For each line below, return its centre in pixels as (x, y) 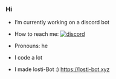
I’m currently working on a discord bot (62, 22)
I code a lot (28, 58)
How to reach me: (37, 34)
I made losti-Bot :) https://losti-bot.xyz (62, 69)
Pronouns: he (31, 46)
